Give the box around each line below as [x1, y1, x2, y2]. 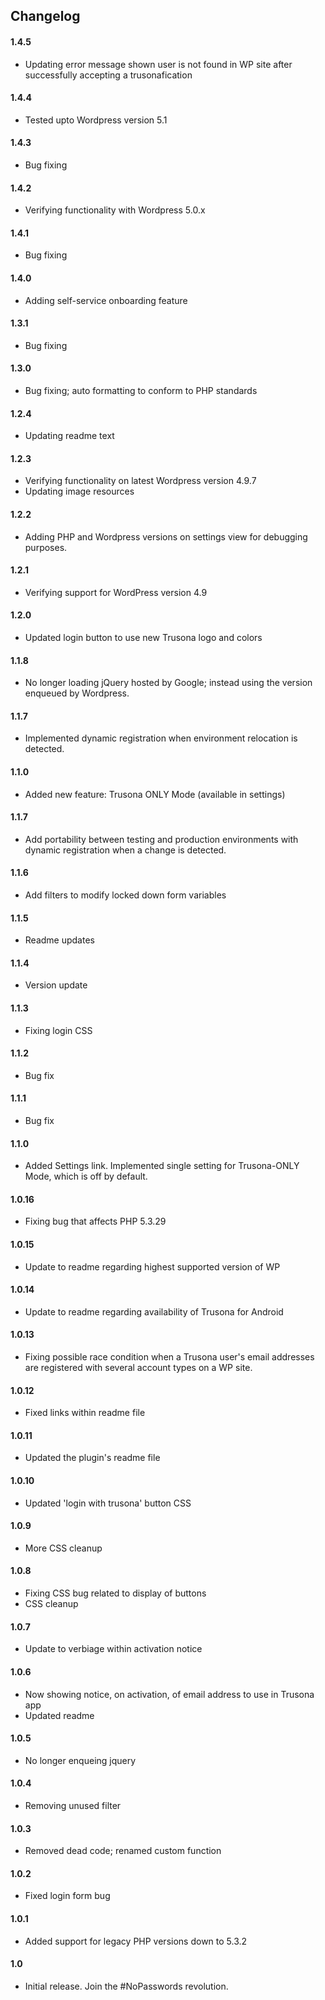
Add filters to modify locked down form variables [24, 889, 227, 901]
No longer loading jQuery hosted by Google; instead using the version [24, 677, 313, 689]
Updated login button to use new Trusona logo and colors [24, 632, 263, 644]
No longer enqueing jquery [24, 1754, 137, 1766]
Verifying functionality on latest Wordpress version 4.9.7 [24, 475, 257, 487]
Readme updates [24, 934, 95, 946]
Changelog [10, 8, 81, 25]
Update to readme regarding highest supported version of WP [24, 1260, 281, 1273]
